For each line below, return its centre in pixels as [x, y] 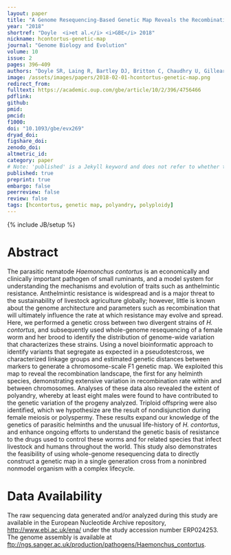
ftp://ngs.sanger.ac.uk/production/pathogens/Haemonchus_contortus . [107, 544]
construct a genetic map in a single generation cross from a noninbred [107, 461]
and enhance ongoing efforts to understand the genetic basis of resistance [113, 432]
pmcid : [16, 115]
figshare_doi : [27, 141]
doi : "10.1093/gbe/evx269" [46, 128]
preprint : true [29, 179]
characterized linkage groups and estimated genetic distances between [109, 359]
